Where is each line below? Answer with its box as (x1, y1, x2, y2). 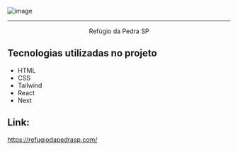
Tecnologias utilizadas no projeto (7, 47, 157, 59)
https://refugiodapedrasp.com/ (7, 135, 98, 144)
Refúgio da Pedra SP (89, 27, 149, 35)
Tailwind (17, 81, 42, 90)
